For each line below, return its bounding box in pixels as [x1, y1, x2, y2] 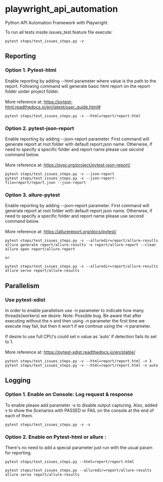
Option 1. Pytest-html [5, 67, 57, 74]
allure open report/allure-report [5, 247, 76, 252]
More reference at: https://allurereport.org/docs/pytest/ [5, 229, 117, 235]
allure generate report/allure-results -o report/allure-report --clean [5, 242, 156, 247]
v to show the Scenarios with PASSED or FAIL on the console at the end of [5, 407, 154, 413]
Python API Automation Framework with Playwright [5, 20, 108, 26]
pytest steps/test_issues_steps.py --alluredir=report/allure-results [5, 468, 152, 473]
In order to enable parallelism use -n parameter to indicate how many [5, 307, 144, 313]
